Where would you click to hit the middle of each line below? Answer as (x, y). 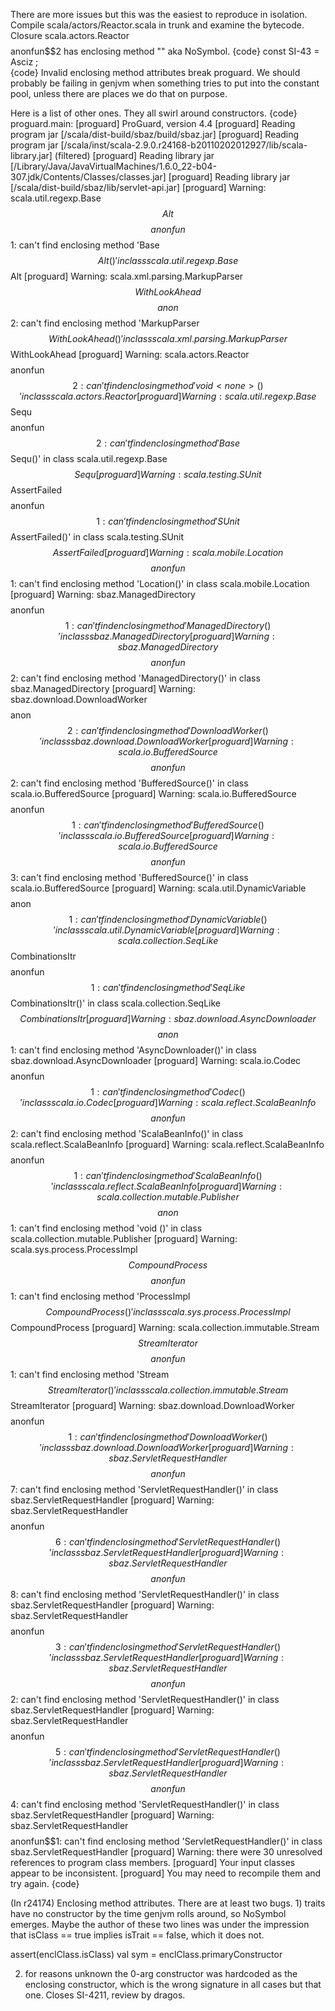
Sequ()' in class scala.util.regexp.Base (89, 458)
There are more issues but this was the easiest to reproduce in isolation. (159, 14)
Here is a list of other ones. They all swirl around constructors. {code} (154, 113)
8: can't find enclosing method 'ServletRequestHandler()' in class (145, 1594)
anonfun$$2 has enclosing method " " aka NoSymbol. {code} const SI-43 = (165, 51)
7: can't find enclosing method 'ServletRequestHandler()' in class (144, 1489)
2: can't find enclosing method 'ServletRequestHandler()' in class (145, 1699)
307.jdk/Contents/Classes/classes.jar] (88, 177)
